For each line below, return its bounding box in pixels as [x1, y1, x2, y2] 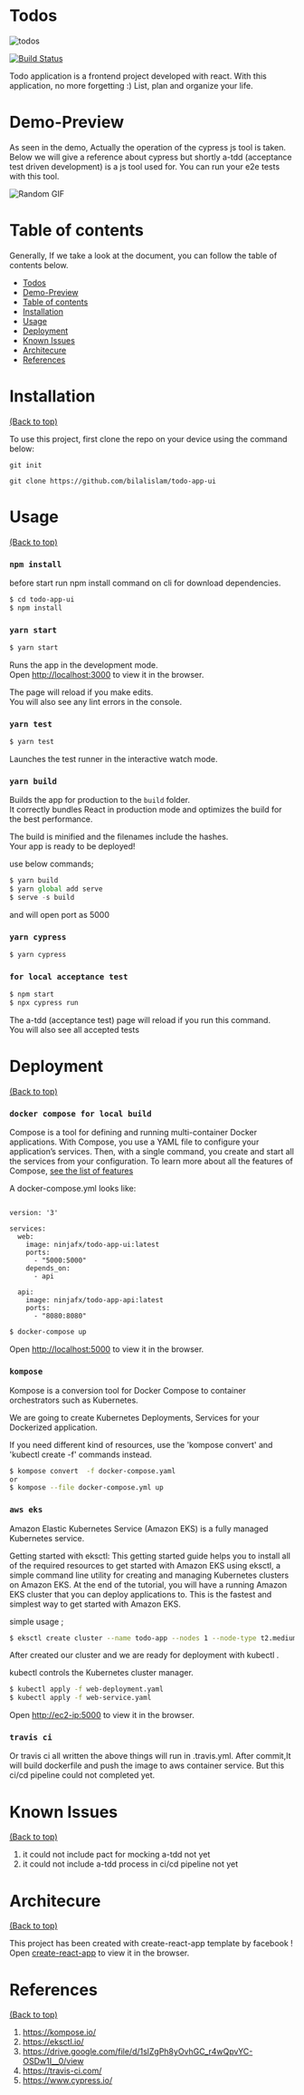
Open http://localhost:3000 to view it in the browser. [9, 669, 204, 680]
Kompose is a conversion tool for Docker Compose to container [9, 1385, 246, 1395]
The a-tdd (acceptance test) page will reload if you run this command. [9, 1015, 271, 1026]
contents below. [9, 259, 70, 270]
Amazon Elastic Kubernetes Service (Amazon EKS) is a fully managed [9, 1523, 269, 1534]
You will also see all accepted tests [9, 1025, 140, 1036]
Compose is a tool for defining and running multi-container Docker [9, 1127, 258, 1138]
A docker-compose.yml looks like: [9, 1183, 137, 1194]
